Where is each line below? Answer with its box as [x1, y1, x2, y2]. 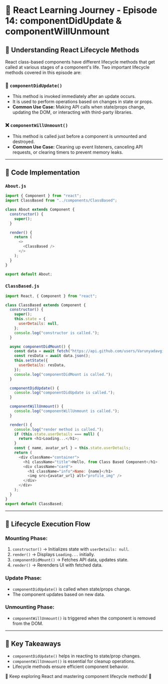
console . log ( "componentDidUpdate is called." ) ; [14, 390, 115, 395]
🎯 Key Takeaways [5, 639, 61, 648]
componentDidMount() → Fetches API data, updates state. [12, 557, 129, 563]
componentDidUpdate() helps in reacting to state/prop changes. [12, 652, 141, 659]
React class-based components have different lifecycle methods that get [5, 59, 155, 64]
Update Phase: [5, 574, 42, 581]
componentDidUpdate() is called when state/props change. [12, 586, 131, 592]
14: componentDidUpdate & [5, 15, 122, 26]
